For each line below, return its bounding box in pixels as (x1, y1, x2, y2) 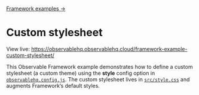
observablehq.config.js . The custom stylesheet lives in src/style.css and (6, 75, 190, 83)
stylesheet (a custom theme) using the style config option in (6, 69, 155, 77)
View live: (6, 45, 30, 52)
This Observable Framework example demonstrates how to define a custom (6, 63, 193, 70)
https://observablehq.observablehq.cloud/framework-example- (30, 45, 188, 52)
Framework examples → (6, 5, 66, 12)
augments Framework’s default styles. (6, 82, 100, 89)
